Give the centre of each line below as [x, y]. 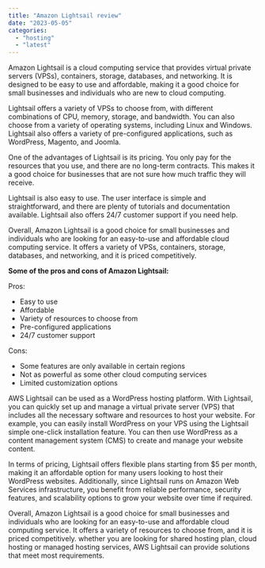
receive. [21, 182]
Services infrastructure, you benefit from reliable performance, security [125, 489]
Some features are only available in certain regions [102, 367]
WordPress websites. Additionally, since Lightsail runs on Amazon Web [124, 482]
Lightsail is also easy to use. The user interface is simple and [107, 198]
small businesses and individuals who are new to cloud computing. [117, 93]
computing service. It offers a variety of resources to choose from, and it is [131, 530]
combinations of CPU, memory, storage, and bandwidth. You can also [121, 117]
